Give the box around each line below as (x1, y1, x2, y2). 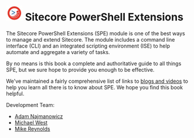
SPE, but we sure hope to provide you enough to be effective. (6, 66, 155, 73)
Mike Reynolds (14, 125, 50, 132)
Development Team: (6, 101, 55, 108)
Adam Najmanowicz (14, 113, 63, 120)
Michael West (14, 119, 48, 126)
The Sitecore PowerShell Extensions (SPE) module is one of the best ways (6, 29, 186, 37)
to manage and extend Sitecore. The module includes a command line (6, 36, 175, 43)
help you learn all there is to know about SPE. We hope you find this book (6, 83, 183, 90)
